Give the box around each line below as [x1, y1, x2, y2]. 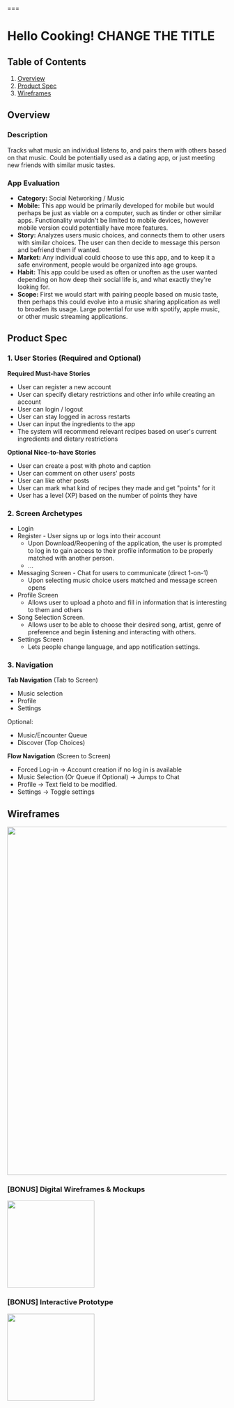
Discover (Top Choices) [17, 739, 86, 747]
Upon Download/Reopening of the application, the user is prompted [27, 539, 222, 547]
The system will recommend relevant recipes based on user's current [17, 427, 217, 435]
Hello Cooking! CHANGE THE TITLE [7, 29, 215, 44]
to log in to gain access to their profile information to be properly [27, 546, 214, 554]
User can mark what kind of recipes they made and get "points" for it [17, 483, 216, 492]
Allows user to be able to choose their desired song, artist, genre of [27, 620, 221, 629]
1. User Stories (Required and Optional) [7, 353, 141, 363]
